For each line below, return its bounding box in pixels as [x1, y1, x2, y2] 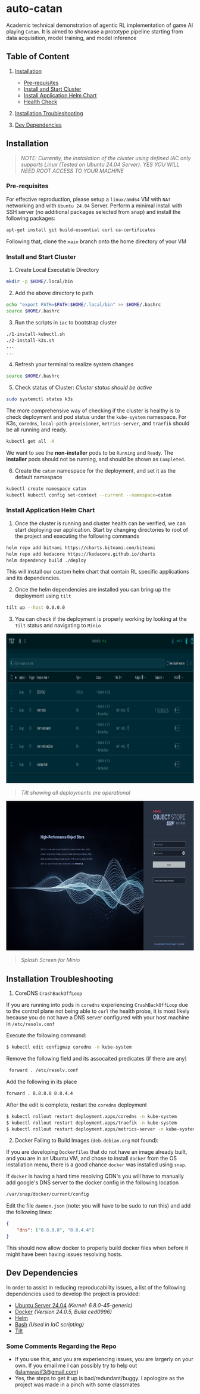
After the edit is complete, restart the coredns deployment [6, 1101, 147, 1108]
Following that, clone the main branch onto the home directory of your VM [6, 238, 186, 245]
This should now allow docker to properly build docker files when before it [6, 1244, 189, 1251]
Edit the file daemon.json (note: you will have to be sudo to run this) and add [6, 1202, 191, 1209]
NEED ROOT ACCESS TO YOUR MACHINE [20, 167, 124, 174]
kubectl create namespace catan [6, 486, 86, 492]
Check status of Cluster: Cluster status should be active [14, 384, 152, 391]
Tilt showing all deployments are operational [20, 789, 131, 796]
